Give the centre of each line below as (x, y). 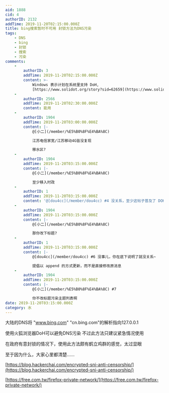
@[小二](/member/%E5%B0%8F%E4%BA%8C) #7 (74, 289)
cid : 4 (12, 15)
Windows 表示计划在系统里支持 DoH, (65, 85)
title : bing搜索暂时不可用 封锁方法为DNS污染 (48, 29)
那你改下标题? (45, 233)
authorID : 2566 (39, 99)
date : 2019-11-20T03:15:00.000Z (39, 303)
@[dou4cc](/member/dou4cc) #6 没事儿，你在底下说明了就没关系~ (94, 257)
